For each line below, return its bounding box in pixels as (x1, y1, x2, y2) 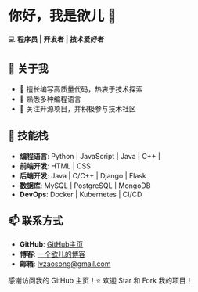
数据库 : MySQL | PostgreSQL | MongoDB (19, 181, 151, 190)
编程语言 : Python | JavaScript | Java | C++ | (19, 151, 160, 160)
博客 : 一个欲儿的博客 (19, 250, 86, 259)
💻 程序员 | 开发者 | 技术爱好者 (8, 34, 104, 44)
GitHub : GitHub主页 (19, 240, 84, 249)
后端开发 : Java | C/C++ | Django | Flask (19, 171, 146, 180)
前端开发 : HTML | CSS (19, 161, 92, 171)
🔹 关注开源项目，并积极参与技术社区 (19, 103, 136, 114)
